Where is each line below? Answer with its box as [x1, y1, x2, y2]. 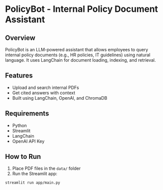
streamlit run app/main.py [5, 180, 60, 186]
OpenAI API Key [12, 138, 45, 144]
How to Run [5, 152, 41, 161]
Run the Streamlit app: [12, 171, 57, 177]
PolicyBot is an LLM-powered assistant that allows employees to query [5, 47, 148, 52]
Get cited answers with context [12, 90, 76, 96]
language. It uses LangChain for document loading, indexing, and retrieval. [5, 57, 156, 63]
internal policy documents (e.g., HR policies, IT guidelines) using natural [5, 52, 151, 58]
